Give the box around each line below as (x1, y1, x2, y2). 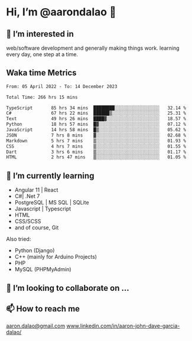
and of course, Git (14, 224, 59, 231)
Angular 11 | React (14, 186, 58, 194)
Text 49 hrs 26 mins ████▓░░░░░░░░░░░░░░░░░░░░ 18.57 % (6, 116, 186, 122)
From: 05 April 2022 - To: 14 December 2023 (6, 83, 118, 89)
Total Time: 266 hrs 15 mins (6, 94, 78, 100)
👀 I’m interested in (6, 29, 74, 39)
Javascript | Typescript (14, 205, 71, 212)
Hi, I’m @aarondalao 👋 (6, 5, 116, 19)
